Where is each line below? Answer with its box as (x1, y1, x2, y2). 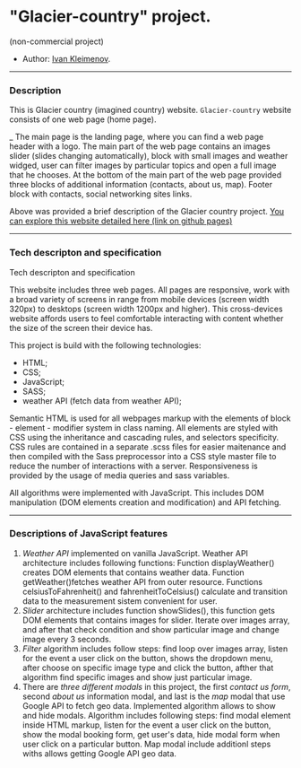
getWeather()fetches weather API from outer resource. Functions (21, 576, 262, 587)
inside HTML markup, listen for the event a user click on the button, (21, 720, 271, 730)
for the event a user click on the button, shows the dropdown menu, (21, 652, 273, 663)
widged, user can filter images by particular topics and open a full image (9, 160, 277, 171)
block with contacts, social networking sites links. (9, 188, 193, 199)
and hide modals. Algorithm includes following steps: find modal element (21, 710, 291, 720)
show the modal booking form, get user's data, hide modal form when (21, 729, 280, 739)
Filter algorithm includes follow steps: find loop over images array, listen (21, 643, 288, 654)
